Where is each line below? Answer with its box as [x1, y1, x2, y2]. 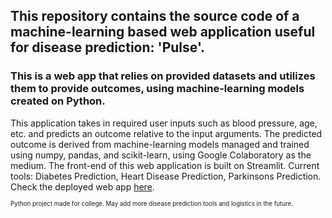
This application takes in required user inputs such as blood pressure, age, [10, 117, 318, 129]
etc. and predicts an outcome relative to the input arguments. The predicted [10, 127, 323, 139]
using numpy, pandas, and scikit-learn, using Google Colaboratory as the [10, 149, 312, 161]
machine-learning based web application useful [10, 24, 316, 41]
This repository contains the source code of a [10, 8, 300, 25]
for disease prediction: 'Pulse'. [10, 39, 206, 56]
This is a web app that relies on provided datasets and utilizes [10, 69, 316, 83]
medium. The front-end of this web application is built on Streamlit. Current [10, 159, 320, 171]
